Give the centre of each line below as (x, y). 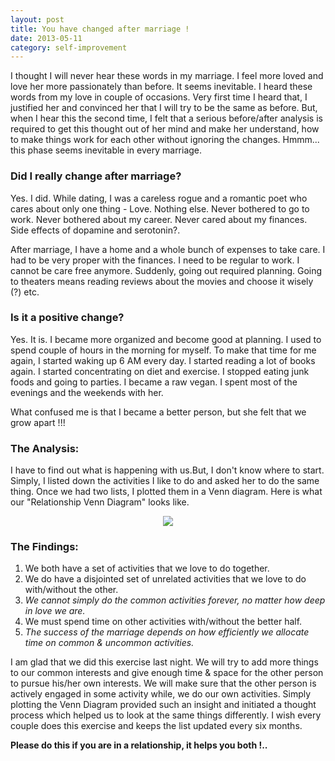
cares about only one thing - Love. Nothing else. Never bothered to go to (160, 208)
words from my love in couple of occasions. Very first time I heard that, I (159, 97)
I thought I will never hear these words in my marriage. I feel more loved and (167, 76)
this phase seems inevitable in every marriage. (106, 150)
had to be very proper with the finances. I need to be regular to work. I (155, 260)
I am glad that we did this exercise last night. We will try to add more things (164, 662)
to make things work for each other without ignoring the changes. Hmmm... (165, 140)
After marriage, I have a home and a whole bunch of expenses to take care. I (168, 249)
